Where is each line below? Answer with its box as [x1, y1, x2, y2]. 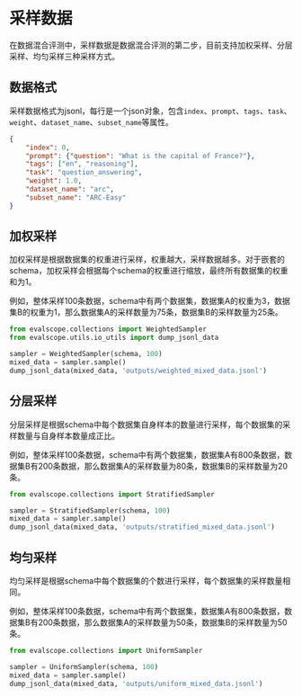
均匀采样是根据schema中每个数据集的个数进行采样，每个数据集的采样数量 [9, 575, 283, 585]
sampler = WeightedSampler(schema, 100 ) [9, 350, 164, 359]
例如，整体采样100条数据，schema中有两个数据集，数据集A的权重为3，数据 [9, 296, 290, 307]
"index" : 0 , [25, 143, 70, 152]
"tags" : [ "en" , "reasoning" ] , [25, 159, 139, 169]
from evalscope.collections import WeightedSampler [9, 325, 207, 334]
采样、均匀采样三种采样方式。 [9, 50, 120, 61]
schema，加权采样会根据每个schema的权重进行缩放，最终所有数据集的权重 [9, 265, 289, 276]
